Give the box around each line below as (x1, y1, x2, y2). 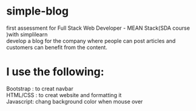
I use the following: (6, 65, 104, 79)
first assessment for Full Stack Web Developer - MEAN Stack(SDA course (6, 24, 190, 32)
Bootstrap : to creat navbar (6, 85, 74, 92)
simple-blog (6, 4, 69, 18)
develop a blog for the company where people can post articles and (6, 37, 176, 44)
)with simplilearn (6, 30, 48, 38)
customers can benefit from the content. (6, 44, 107, 51)
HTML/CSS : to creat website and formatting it (6, 91, 122, 98)
